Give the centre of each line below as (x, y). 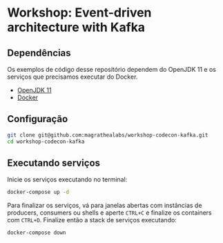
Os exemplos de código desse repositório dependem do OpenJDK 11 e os (111, 69)
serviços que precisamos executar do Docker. (72, 77)
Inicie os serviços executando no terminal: (67, 179)
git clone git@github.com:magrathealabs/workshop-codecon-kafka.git (108, 135)
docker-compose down (37, 233)
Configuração (38, 119)
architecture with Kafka (76, 27)
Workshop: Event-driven (79, 13)
